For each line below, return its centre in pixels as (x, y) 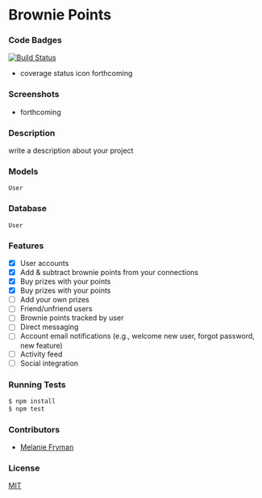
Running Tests (37, 384)
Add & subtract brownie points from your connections (109, 272)
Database (27, 209)
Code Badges (35, 40)
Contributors (34, 429)
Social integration (49, 363)
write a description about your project (71, 150)
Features (26, 246)
